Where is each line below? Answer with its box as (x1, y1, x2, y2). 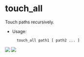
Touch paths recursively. (5, 19, 54, 25)
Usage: (12, 28, 27, 34)
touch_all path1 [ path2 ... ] (17, 38, 80, 43)
